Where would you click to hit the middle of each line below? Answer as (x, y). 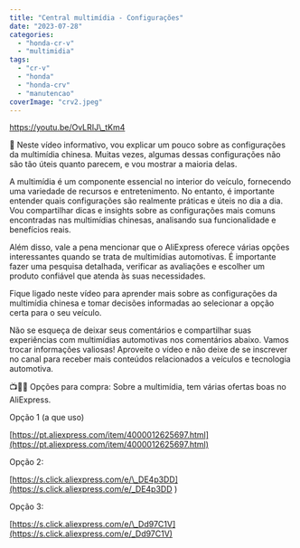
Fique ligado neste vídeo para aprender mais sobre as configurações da (143, 294)
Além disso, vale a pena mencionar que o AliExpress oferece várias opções (150, 247)
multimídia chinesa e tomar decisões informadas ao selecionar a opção (142, 303)
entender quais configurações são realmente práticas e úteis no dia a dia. (146, 201)
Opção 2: (27, 462)
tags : (19, 60)
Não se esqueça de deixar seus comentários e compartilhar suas (130, 330)
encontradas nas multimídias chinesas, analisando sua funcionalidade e (143, 220)
